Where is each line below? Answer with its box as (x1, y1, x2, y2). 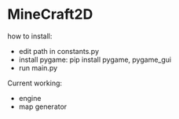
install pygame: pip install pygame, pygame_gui (18, 55, 172, 64)
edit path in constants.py (18, 46, 100, 56)
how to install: (7, 31, 53, 41)
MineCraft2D (7, 5, 93, 23)
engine (18, 93, 42, 103)
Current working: (7, 78, 63, 88)
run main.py (18, 63, 58, 72)
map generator (18, 102, 68, 111)
